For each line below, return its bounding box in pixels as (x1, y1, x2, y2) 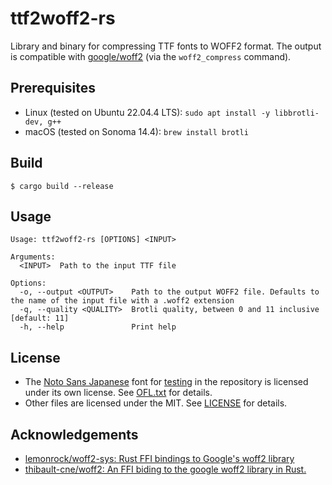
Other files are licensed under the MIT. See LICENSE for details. (24, 397, 288, 409)
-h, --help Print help (19, 322, 177, 332)
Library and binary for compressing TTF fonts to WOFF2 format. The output (10, 40, 322, 52)
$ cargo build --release (10, 181, 114, 191)
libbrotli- (274, 108, 320, 118)
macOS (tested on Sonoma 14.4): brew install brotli (24, 125, 249, 137)
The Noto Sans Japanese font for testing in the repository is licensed (24, 376, 309, 388)
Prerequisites (10, 80, 96, 97)
